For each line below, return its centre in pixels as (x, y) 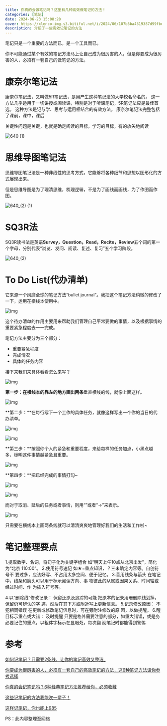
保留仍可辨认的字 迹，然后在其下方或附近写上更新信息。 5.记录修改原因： (80, 604)
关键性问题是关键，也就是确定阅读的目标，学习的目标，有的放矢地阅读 (77, 126)
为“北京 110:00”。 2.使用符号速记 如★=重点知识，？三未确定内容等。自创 (80, 568)
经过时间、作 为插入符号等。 (34, 587)
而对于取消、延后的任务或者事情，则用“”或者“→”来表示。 (63, 505)
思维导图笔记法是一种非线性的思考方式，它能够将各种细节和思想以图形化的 (81, 172)
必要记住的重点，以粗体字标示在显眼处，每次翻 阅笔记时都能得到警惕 (75, 622)
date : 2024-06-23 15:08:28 (33, 19)
